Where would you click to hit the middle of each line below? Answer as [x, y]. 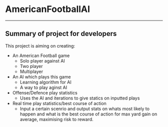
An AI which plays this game [41, 76]
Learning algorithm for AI [45, 82]
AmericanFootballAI [48, 9]
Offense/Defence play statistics [45, 92]
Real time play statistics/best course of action [59, 103]
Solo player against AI [42, 60]
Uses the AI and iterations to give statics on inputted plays [80, 98]
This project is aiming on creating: [40, 45]
